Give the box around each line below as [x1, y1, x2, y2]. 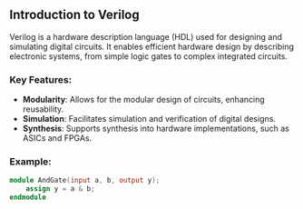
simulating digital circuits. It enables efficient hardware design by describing [9, 41, 295, 52]
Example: [9, 155, 52, 168]
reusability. [22, 104, 64, 114]
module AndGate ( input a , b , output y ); [9, 176, 161, 185]
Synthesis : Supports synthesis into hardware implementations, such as [22, 123, 290, 134]
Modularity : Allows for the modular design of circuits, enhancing [22, 95, 265, 105]
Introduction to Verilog [9, 7, 140, 23]
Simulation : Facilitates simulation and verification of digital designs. [22, 114, 277, 124]
